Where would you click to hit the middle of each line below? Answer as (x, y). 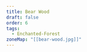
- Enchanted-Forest (36, 34)
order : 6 (17, 23)
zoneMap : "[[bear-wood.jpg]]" (44, 39)
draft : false (22, 17)
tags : (13, 28)
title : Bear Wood (28, 12)
